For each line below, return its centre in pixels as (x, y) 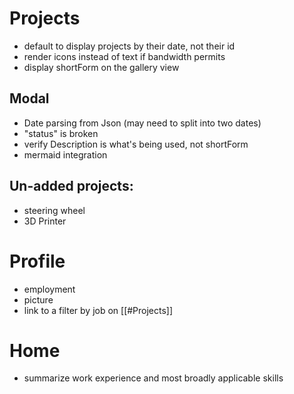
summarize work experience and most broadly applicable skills (153, 378)
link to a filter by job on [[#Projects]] (98, 310)
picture (38, 299)
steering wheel (54, 210)
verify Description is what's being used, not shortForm (136, 144)
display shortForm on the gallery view (101, 67)
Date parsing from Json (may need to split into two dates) (142, 123)
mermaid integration (65, 154)
